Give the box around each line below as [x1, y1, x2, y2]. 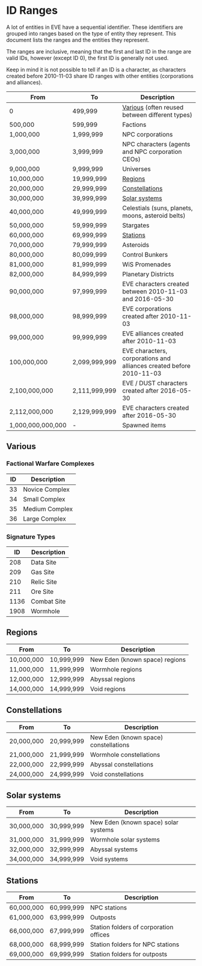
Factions [122, 120, 147, 129]
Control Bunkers [122, 250, 168, 258]
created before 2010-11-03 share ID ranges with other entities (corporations [6, 72, 194, 79]
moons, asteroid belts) [122, 211, 186, 219]
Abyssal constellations [90, 760, 154, 768]
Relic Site [31, 578, 57, 586]
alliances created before [122, 361, 191, 370]
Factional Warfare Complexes [6, 459, 95, 468]
